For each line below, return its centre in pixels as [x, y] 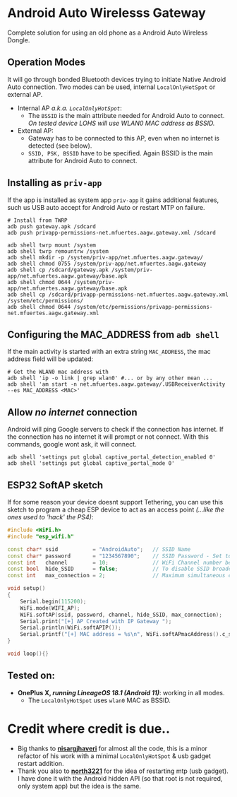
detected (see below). [60, 146]
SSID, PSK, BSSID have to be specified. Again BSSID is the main [121, 153]
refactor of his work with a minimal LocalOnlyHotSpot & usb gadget [114, 756]
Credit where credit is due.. [89, 728]
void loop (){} [28, 654]
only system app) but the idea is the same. [79, 786]
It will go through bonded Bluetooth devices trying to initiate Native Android [117, 79]
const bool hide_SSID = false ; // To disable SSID [109, 569]
